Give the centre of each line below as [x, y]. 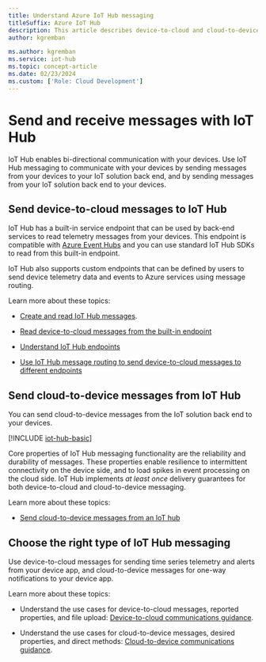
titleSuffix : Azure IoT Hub [55, 23]
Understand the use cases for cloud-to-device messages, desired [127, 633]
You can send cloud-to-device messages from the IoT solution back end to [130, 414]
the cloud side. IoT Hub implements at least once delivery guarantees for [127, 479]
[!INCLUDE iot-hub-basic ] [50, 438]
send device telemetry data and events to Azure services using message [127, 277]
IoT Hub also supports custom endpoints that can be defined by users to [126, 269]
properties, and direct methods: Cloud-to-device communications [127, 641]
